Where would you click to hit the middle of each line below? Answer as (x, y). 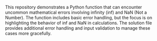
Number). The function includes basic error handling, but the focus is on (78, 18)
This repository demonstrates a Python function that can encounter (74, 7)
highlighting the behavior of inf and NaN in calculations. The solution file (78, 23)
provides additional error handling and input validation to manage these (78, 28)
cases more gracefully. (28, 33)
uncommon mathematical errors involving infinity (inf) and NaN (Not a (76, 12)
